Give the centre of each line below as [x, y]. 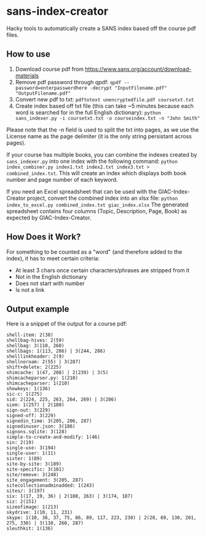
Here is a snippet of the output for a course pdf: [67, 324]
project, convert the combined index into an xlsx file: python [102, 198]
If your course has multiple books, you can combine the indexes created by [102, 154]
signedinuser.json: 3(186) [41, 426]
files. [13, 34]
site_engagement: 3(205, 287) [45, 480]
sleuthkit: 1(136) [30, 529]
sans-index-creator [57, 11]
